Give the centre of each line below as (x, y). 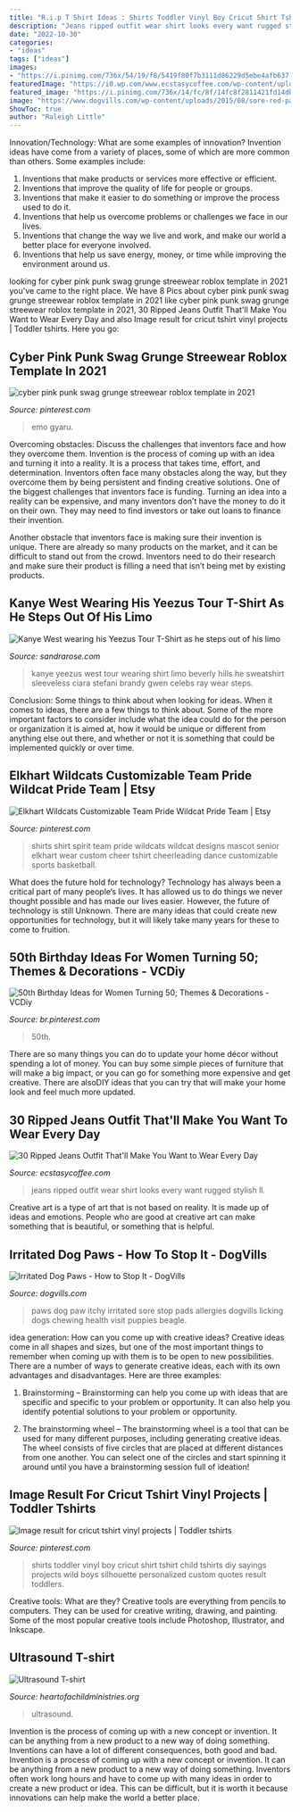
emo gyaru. (52, 427)
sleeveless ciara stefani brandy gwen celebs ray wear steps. (142, 683)
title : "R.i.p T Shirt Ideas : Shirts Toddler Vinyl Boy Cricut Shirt (143, 17)
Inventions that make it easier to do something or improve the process (151, 198)
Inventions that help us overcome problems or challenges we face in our (155, 217)
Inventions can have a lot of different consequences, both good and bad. (143, 1750)
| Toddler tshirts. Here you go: (64, 329)
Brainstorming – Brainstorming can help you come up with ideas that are (155, 1392)
